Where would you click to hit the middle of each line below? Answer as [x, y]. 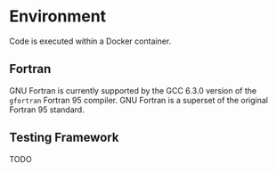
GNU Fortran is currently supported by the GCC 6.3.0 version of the [133, 90]
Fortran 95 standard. [47, 110]
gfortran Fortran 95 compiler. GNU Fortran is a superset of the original [139, 100]
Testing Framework [64, 138]
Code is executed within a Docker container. [90, 41]
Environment [58, 16]
